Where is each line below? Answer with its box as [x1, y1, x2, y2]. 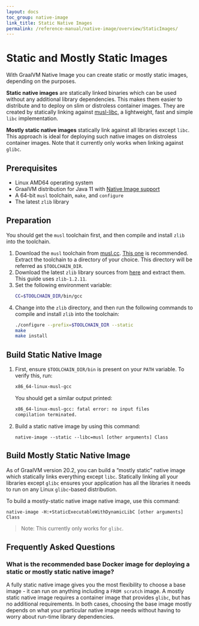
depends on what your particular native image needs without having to [6, 607, 181, 614]
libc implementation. [6, 115, 59, 122]
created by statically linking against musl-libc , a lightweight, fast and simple [6, 109, 193, 116]
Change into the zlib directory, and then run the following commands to [14, 304, 193, 311]
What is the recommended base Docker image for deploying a [6, 560, 190, 568]
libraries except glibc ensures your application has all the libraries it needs [6, 479, 191, 487]
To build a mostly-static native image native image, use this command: [6, 497, 180, 505]
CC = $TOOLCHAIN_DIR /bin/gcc [14, 293, 83, 299]
